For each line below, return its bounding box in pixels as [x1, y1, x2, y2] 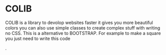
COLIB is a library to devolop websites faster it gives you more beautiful [5, 19, 153, 25]
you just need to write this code [5, 35, 71, 41]
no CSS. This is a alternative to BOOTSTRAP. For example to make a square [5, 30, 161, 36]
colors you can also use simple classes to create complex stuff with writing [5, 24, 160, 30]
